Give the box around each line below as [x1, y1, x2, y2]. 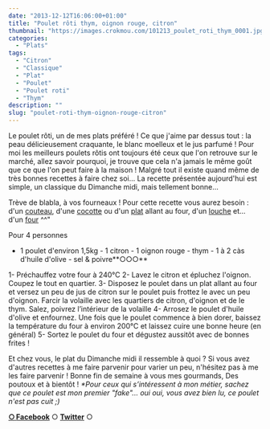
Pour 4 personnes [8, 231, 68, 239]
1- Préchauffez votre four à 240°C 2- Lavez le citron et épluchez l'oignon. [8, 270, 252, 280]
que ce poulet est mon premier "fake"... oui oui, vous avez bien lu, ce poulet [8, 388, 260, 398]
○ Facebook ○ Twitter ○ [8, 412, 93, 422]
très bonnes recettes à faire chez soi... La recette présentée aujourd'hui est [8, 174, 257, 183]
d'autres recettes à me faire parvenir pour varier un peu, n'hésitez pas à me [8, 362, 259, 372]
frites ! [8, 338, 30, 348]
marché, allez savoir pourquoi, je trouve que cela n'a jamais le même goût [8, 157, 252, 165]
